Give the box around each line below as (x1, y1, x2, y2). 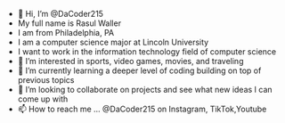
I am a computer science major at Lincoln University (17, 37, 209, 47)
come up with (17, 94, 69, 104)
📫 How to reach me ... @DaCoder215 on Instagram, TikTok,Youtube (17, 103, 267, 114)
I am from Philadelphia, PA (17, 28, 115, 37)
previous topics (17, 75, 75, 85)
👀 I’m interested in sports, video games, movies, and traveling (17, 56, 244, 66)
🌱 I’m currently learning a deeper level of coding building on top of (17, 65, 262, 76)
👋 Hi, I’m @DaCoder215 (17, 9, 104, 19)
